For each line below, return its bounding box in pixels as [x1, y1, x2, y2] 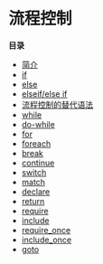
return [21, 195, 45, 206]
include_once [21, 234, 72, 245]
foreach [21, 137, 51, 149]
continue [21, 157, 55, 168]
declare [21, 186, 51, 197]
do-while [21, 118, 55, 129]
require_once [21, 224, 71, 235]
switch [21, 166, 47, 177]
